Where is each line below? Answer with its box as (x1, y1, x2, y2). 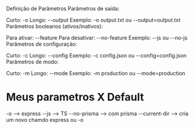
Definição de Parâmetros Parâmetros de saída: (6, 5, 120, 12)
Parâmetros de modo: (6, 59, 59, 65)
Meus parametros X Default (6, 91, 144, 104)
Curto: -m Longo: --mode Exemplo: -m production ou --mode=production (6, 70, 186, 76)
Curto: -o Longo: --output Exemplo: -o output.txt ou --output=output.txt (6, 17, 181, 23)
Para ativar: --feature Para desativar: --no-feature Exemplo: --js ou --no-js (6, 34, 188, 41)
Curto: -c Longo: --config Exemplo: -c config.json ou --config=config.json (6, 52, 187, 59)
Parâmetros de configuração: (6, 41, 78, 47)
